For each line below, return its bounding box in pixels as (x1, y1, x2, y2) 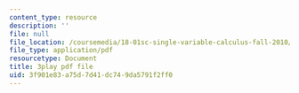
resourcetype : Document (9, 54, 98, 63)
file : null (9, 29, 50, 38)
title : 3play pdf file (9, 63, 93, 72)
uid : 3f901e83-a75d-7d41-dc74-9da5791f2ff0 (9, 71, 174, 80)
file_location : (9, 37, 66, 47)
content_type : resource (9, 12, 98, 22)
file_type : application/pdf (9, 46, 114, 55)
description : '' (9, 21, 69, 30)
